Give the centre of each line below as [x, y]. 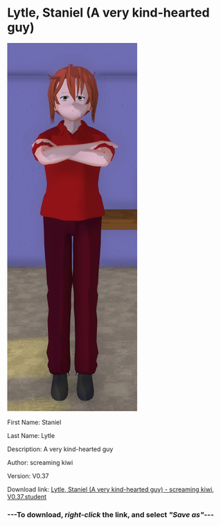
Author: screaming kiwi [40, 462]
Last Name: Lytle [31, 435]
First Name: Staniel [34, 422]
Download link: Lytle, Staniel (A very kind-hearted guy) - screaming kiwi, [111, 489]
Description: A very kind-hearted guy [60, 449]
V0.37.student [27, 496]
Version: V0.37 [28, 475]
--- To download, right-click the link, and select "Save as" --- [111, 514]
